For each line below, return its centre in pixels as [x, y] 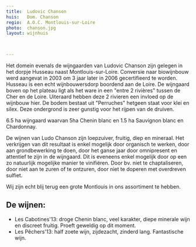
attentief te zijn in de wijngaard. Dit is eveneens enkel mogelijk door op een [97, 157]
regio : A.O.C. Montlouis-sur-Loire [51, 22]
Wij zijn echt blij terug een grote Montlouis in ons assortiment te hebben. [94, 187]
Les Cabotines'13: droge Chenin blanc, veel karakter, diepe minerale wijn [102, 219]
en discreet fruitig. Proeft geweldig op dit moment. [75, 225]
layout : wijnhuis [27, 33]
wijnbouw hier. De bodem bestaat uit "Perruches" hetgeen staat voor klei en [98, 103]
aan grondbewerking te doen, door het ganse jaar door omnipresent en [92, 150]
